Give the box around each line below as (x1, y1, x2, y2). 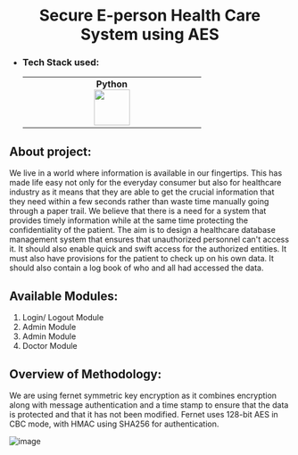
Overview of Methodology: (9, 367, 162, 382)
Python (95, 78, 128, 90)
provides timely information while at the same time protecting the (9, 215, 249, 226)
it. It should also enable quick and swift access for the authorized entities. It (9, 244, 287, 254)
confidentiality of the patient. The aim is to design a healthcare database (9, 225, 277, 236)
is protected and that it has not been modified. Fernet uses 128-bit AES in (9, 409, 278, 419)
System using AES (79, 24, 220, 45)
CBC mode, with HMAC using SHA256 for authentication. (9, 418, 219, 429)
